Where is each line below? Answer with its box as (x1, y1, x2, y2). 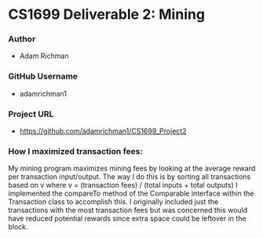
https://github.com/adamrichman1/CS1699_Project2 (19, 126, 187, 136)
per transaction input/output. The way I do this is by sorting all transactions (8, 172, 251, 181)
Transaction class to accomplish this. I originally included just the (8, 197, 219, 207)
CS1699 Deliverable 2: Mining (8, 5, 206, 24)
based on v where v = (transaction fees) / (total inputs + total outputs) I (8, 181, 238, 190)
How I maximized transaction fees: (8, 146, 144, 156)
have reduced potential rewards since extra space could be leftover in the (8, 214, 247, 223)
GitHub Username (8, 71, 79, 82)
